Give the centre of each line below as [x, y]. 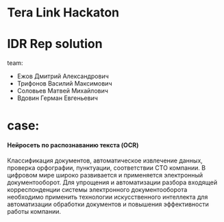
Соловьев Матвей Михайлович [62, 91]
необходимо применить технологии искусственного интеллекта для [108, 197]
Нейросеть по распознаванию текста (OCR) [73, 145]
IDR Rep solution [55, 44]
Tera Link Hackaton [63, 13]
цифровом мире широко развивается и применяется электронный [105, 175]
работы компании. [34, 211]
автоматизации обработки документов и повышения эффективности [108, 204]
